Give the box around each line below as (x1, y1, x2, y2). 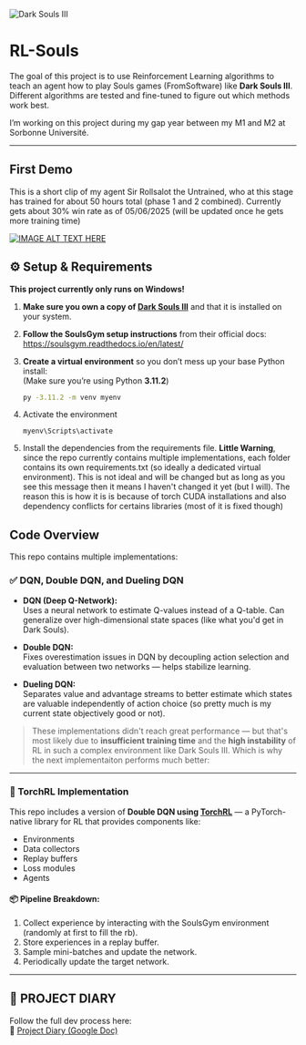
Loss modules (22, 862, 76, 874)
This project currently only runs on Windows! (9, 283, 185, 294)
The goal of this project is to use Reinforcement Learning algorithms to (9, 70, 275, 81)
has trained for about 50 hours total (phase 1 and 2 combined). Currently (9, 196, 281, 207)
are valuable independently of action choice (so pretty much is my (22, 698, 271, 709)
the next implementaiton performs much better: (31, 754, 210, 765)
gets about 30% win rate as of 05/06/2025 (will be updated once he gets (9, 205, 284, 216)
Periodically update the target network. (22, 957, 170, 968)
